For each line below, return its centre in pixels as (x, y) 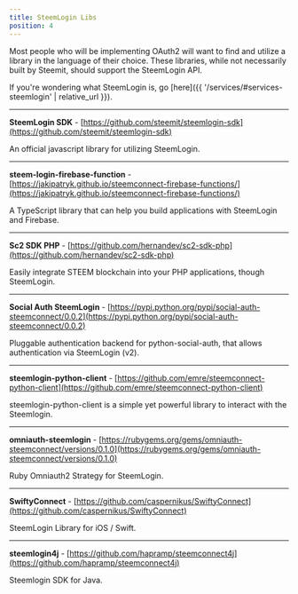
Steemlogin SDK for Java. (56, 580)
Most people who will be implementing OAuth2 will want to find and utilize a (148, 51)
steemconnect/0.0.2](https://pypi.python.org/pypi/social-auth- (124, 316)
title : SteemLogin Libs (53, 17)
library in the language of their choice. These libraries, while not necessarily (148, 60)
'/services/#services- (243, 87)
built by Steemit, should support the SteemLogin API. (106, 70)
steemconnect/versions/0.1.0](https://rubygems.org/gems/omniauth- (135, 448)
